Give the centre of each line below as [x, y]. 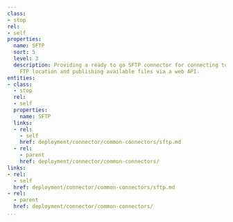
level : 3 [26, 59]
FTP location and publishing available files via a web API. [110, 71]
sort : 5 [25, 53]
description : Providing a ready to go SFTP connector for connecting [116, 65]
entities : [21, 78]
